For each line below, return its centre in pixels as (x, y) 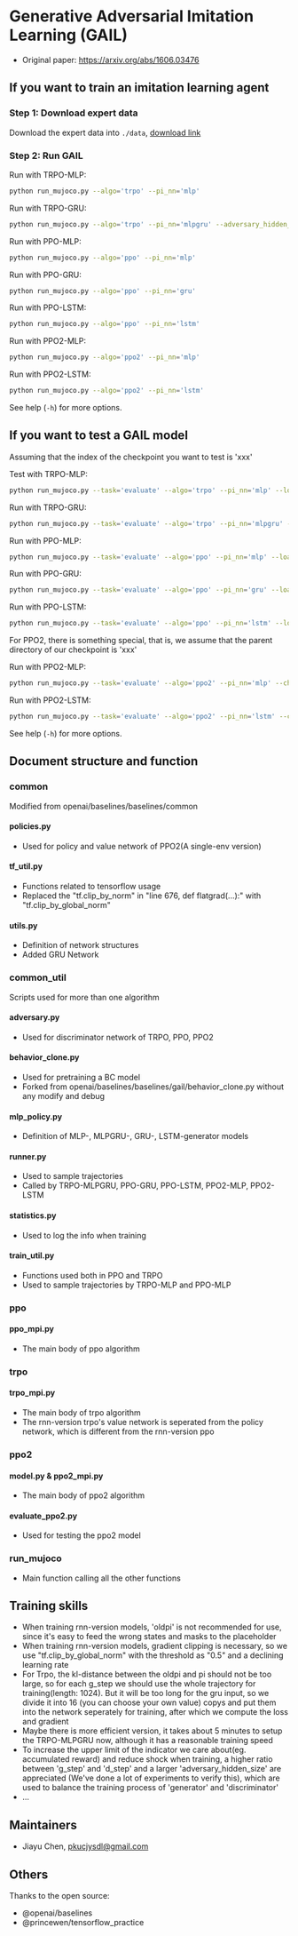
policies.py (30, 826)
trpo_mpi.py (32, 1393)
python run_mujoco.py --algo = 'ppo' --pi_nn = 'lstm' (105, 324)
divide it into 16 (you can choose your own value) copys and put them (149, 1702)
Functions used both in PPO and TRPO (92, 1275)
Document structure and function (104, 761)
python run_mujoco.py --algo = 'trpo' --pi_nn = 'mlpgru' (111, 224)
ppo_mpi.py (32, 1329)
